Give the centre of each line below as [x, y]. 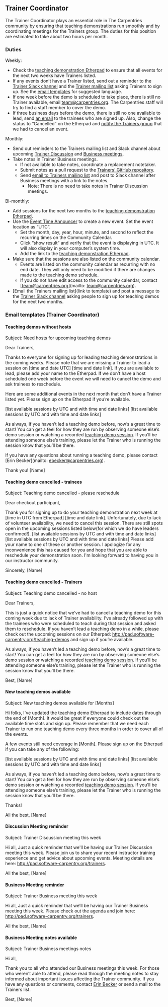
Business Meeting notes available [41, 938]
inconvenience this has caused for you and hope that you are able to [76, 550]
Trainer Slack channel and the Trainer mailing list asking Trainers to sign [87, 86]
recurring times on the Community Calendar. [66, 238]
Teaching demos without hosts [38, 327]
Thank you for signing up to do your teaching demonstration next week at [81, 512]
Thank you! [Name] [25, 471]
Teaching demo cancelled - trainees [44, 482]
